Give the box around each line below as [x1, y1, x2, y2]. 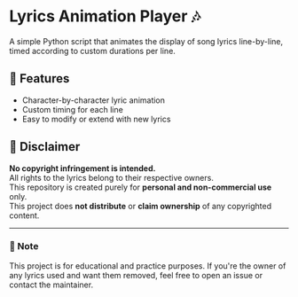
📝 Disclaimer [9, 139, 81, 154]
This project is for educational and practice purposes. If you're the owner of [9, 260, 286, 271]
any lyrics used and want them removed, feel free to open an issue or [9, 270, 263, 280]
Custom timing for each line [21, 104, 124, 114]
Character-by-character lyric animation [21, 95, 166, 106]
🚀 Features [9, 71, 70, 86]
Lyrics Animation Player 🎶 [9, 6, 201, 27]
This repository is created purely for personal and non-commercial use [9, 182, 272, 192]
